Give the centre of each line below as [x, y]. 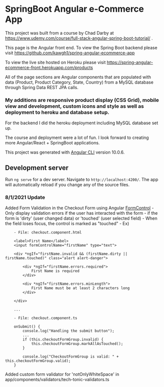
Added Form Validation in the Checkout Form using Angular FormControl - [80, 208]
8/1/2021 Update [25, 197]
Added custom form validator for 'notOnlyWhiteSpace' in [62, 374]
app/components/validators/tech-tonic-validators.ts [57, 380]
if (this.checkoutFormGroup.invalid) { [63, 340]
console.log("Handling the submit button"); [69, 331]
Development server [37, 168]
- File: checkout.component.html [48, 233]
